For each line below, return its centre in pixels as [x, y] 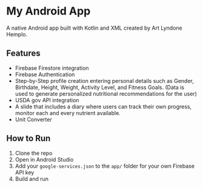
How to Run [28, 138]
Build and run [32, 179]
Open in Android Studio [44, 159]
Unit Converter [34, 119]
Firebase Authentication [45, 74]
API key [25, 172]
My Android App [48, 11]
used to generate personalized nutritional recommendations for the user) [106, 93]
